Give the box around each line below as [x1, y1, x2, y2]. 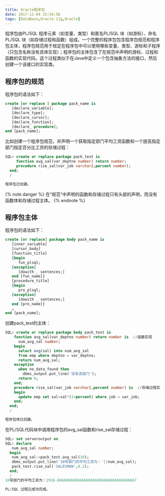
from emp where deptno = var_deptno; [18, 353, 96, 358]
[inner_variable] [11, 242, 48, 247]
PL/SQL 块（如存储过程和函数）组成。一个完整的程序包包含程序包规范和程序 [5, 37, 160, 42]
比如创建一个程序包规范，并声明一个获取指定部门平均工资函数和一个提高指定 [5, 138, 161, 144]
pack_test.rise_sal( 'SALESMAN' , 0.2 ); [11, 464, 90, 469]
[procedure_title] [11, 279, 50, 284]
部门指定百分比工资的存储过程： [5, 144, 70, 151]
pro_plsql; [18, 288, 41, 292]
